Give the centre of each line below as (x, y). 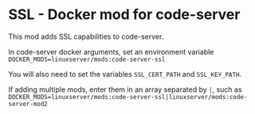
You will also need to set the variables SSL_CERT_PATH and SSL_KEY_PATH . (125, 74)
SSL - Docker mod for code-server (124, 15)
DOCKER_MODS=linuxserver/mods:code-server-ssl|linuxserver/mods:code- (128, 97)
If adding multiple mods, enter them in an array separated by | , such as (125, 89)
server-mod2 (28, 104)
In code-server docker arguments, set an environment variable (111, 51)
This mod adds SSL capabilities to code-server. (86, 36)
